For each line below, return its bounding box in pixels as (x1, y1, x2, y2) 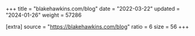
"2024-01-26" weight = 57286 (5, 11, 82, 19)
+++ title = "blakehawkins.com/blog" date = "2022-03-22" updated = (5, 5, 180, 12)
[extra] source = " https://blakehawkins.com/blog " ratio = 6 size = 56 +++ (5, 23, 190, 30)
